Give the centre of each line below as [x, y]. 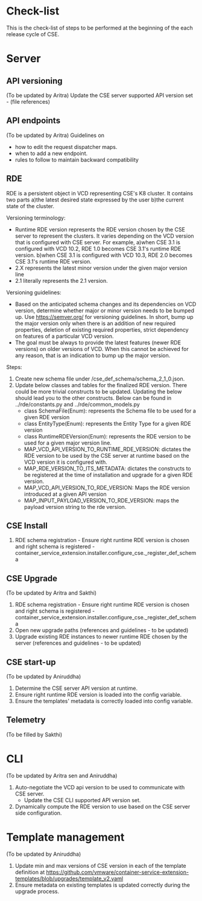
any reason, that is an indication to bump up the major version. [93, 355]
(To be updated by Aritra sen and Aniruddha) [62, 776]
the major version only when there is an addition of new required [95, 323]
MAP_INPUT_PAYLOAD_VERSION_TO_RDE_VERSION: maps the [101, 500]
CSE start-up [31, 662]
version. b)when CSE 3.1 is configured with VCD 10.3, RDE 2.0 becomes [104, 255]
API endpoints [33, 121]
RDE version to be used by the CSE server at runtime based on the [106, 455]
